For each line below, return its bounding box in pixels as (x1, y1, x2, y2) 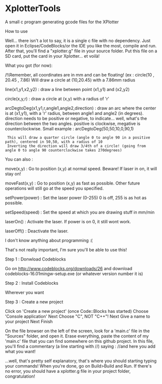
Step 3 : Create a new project (5, 299, 64, 305)
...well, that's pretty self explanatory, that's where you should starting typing (5, 358, 157, 364)
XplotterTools (5, 3, 61, 14)
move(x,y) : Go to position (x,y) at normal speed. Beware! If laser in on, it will (5, 166, 157, 171)
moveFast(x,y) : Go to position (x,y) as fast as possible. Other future (5, 180, 140, 186)
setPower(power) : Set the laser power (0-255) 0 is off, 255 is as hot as (5, 195, 147, 200)
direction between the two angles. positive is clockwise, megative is (5, 121, 141, 126)
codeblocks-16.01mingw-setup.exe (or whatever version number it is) (5, 271, 144, 276)
